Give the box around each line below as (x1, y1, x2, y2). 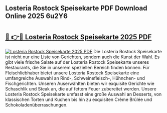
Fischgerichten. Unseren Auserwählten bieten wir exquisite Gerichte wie (5, 80, 154, 86)
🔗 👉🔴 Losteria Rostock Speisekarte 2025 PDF (5, 33, 152, 41)
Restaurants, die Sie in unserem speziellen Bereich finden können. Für (5, 65, 150, 70)
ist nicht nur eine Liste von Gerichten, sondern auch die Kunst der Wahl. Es (5, 54, 160, 60)
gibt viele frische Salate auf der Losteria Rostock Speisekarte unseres (5, 59, 149, 65)
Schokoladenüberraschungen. (5, 102, 68, 107)
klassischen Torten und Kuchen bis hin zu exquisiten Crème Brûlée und (5, 96, 152, 102)
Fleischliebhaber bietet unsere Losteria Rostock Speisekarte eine (5, 70, 139, 76)
